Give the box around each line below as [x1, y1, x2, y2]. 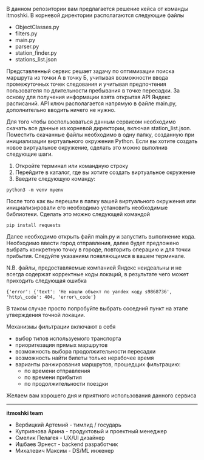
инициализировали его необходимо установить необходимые [6, 204, 168, 211]
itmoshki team [6, 409, 44, 416]
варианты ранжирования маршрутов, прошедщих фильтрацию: [15, 361, 181, 368]
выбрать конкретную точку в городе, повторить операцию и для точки [6, 246, 191, 253]
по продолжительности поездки [24, 380, 108, 387]
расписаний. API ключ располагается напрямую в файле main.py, [6, 100, 177, 107]
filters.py [15, 30, 38, 37]
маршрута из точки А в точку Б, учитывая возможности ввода [6, 74, 168, 81]
